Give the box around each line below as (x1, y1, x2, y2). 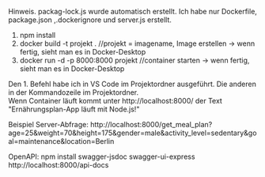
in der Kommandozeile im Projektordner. (8, 88, 139, 97)
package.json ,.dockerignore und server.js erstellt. (8, 15, 172, 24)
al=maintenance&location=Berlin (8, 137, 115, 145)
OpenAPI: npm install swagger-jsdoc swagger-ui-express (8, 152, 195, 161)
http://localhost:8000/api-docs (8, 160, 109, 169)
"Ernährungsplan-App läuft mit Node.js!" (8, 104, 140, 114)
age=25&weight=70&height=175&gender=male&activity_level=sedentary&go (8, 128, 257, 137)
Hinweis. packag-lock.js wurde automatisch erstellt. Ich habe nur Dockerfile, (8, 7, 257, 16)
